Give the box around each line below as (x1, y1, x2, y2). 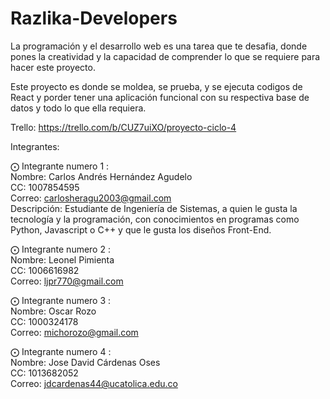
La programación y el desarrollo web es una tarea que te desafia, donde (10, 40, 308, 52)
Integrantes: (10, 140, 60, 152)
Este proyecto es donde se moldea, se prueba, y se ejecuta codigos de (10, 80, 303, 92)
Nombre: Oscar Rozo (10, 305, 97, 317)
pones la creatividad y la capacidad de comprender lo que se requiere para (10, 50, 321, 62)
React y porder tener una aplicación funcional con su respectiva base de (10, 91, 310, 103)
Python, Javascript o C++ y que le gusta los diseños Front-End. (10, 223, 272, 236)
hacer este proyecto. (10, 61, 96, 73)
